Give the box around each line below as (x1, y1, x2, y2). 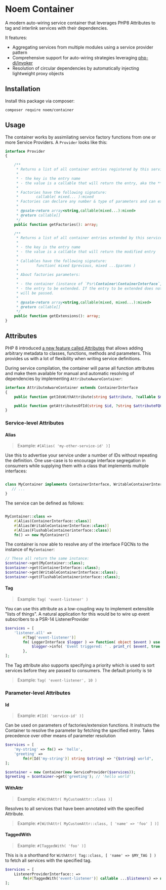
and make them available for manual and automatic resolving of (5, 370, 134, 376)
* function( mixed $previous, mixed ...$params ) (16, 263, 136, 268)
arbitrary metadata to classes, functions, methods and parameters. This (5, 350, 151, 356)
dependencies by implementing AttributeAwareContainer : (5, 376, 123, 381)
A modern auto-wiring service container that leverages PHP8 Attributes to (5, 20, 156, 26)
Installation (5, 85, 41, 93)
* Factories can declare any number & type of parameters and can (16, 199, 156, 204)
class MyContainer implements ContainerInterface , (5, 482, 112, 487)
